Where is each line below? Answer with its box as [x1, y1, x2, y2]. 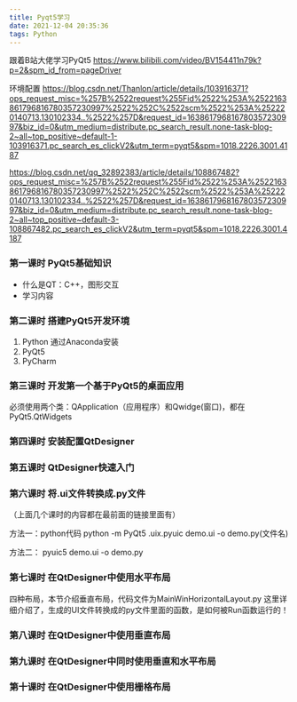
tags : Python [9, 29, 58, 38]
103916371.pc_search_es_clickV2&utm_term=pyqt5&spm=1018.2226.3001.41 [9, 140, 288, 151]
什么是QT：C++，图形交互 [21, 279, 120, 290]
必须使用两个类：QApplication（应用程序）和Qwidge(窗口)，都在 [9, 402, 246, 412]
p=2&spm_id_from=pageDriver [9, 65, 122, 76]
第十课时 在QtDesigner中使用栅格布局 [9, 681, 171, 693]
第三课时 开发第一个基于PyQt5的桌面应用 [9, 379, 184, 392]
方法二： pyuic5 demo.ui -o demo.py [9, 547, 144, 558]
